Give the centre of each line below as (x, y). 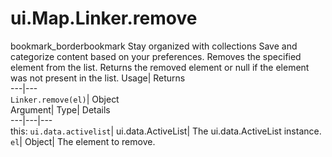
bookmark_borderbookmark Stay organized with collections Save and (154, 46)
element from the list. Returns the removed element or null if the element (160, 67)
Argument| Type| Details (60, 109)
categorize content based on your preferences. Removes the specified (156, 56)
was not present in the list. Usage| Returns (98, 78)
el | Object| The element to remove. (83, 141)
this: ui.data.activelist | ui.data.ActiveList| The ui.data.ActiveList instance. (166, 131)
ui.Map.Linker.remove (104, 18)
